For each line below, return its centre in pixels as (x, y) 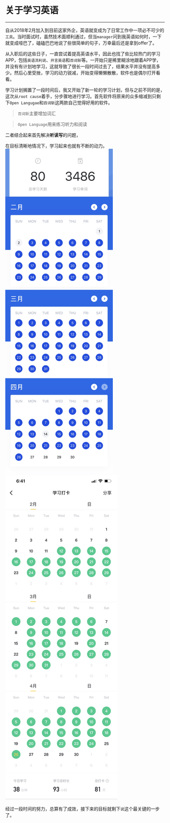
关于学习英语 (32, 10)
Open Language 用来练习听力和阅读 (52, 124)
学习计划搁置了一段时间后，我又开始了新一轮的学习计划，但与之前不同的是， (85, 90)
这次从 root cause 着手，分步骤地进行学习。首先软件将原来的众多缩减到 (79, 96)
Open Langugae (25, 103)
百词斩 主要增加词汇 (37, 113)
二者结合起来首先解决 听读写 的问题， (43, 135)
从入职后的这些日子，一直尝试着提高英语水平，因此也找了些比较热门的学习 (83, 53)
